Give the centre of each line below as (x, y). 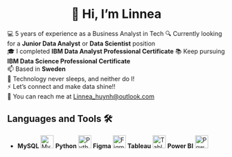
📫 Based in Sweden (36, 69)
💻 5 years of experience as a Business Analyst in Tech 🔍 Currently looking (115, 33)
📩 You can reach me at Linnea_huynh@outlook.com (81, 96)
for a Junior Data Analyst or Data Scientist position (81, 43)
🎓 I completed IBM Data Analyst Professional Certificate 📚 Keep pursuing (116, 51)
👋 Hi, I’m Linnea (116, 14)
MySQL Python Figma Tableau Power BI (105, 146)
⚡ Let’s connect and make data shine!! (61, 86)
